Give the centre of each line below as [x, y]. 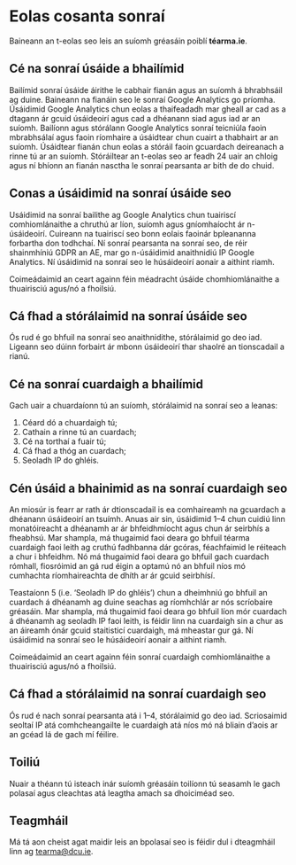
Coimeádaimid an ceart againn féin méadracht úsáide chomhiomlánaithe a [144, 279]
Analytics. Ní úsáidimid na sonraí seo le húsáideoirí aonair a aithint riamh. [142, 261]
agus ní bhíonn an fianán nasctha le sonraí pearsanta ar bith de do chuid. [142, 165]
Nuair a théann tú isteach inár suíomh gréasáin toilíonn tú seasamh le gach [145, 783]
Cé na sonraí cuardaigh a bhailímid [106, 384]
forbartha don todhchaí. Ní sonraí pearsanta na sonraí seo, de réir [129, 243]
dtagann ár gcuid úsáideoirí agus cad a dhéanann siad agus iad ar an [135, 118]
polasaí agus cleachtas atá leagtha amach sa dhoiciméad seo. [122, 793]
